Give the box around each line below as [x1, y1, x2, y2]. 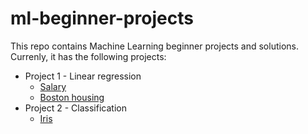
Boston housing [39, 91, 105, 103]
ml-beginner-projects [10, 7, 194, 30]
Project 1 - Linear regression [24, 70, 142, 82]
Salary [39, 80, 67, 92]
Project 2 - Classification [24, 102, 127, 114]
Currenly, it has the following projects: [10, 50, 167, 62]
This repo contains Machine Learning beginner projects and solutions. [10, 40, 299, 52]
